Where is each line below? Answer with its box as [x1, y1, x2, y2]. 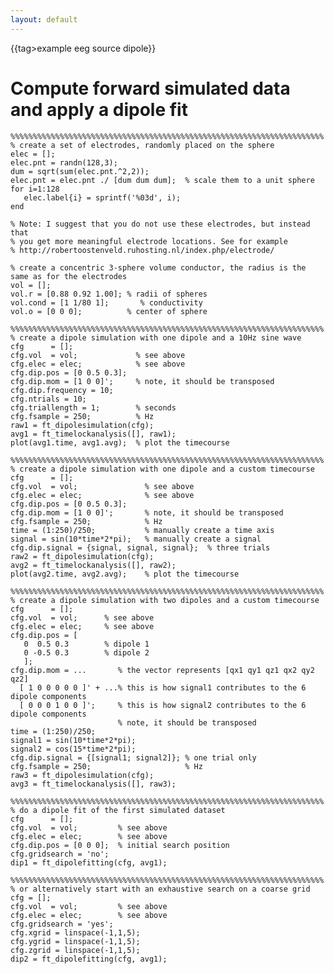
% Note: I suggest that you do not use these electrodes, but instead [10, 219, 311, 229]
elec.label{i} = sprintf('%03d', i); [23, 192, 182, 203]
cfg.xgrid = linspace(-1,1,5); [10, 927, 141, 938]
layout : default [10, 14, 78, 25]
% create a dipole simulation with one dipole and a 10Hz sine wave [10, 332, 302, 343]
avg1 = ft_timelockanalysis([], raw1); [10, 429, 177, 439]
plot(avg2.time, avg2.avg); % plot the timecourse [10, 569, 240, 579]
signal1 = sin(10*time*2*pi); [10, 735, 137, 745]
